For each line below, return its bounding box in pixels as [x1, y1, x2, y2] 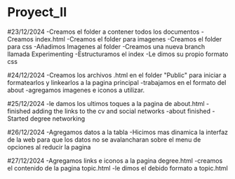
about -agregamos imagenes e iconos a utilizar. [7, 86, 145, 94]
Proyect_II [7, 4, 67, 20]
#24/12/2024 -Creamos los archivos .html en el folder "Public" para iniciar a [7, 71, 227, 79]
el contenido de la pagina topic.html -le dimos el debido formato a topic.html [7, 164, 228, 172]
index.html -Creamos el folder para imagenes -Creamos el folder [34, 34, 222, 43]
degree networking [30, 114, 86, 123]
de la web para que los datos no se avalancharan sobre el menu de [7, 135, 201, 144]
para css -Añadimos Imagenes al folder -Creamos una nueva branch [7, 42, 206, 51]
